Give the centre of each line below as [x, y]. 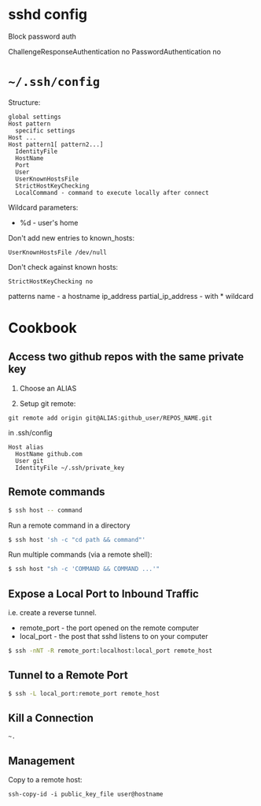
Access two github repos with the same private [126, 357]
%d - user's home [49, 222]
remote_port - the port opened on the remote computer [109, 628]
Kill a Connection [51, 718]
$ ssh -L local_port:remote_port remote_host [84, 693]
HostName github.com [49, 454]
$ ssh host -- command [45, 510]
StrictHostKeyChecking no [50, 282]
